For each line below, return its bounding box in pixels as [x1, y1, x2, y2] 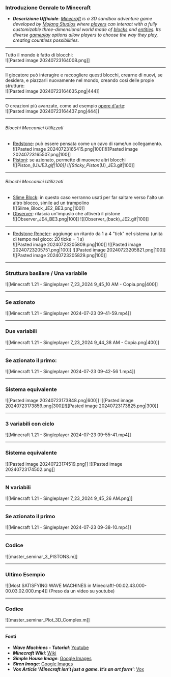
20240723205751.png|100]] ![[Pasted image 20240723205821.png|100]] [12, 246, 166, 253]
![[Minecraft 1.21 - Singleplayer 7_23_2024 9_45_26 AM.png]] [5, 495, 133, 501]
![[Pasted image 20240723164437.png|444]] [5, 108, 99, 115]
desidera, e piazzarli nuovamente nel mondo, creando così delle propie [5, 77, 154, 83]
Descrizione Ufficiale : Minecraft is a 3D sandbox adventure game [12, 16, 153, 22]
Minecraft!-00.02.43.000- [92, 582, 147, 588]
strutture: [5, 83, 25, 89]
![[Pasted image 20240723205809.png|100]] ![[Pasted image [12, 241, 141, 247]
